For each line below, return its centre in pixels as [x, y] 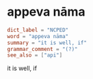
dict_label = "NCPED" [38, 30]
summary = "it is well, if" [47, 43]
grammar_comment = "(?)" [42, 49]
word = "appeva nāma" [38, 36]
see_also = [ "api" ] [35, 55]
